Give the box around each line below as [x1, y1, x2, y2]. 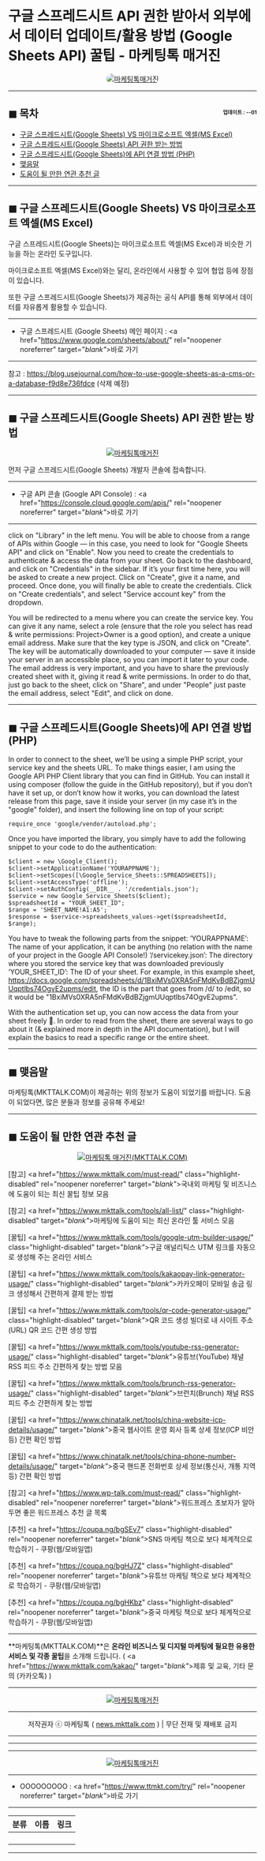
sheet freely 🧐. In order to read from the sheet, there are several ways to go [8, 1016, 254, 1026]
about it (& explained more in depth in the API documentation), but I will [8, 1024, 240, 1034]
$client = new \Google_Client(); [8, 858, 118, 866]
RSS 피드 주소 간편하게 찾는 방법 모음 [8, 1361, 122, 1371]
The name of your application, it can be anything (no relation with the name [8, 942, 253, 952]
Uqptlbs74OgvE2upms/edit [8, 984, 97, 994]
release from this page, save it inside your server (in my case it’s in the [8, 796, 237, 806]
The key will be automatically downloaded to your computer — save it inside [8, 646, 256, 656]
